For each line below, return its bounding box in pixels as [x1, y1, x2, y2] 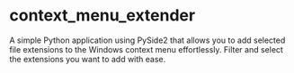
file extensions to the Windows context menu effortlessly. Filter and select [9, 44, 283, 54]
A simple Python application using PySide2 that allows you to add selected [9, 35, 286, 45]
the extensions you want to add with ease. [9, 53, 166, 64]
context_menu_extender [9, 5, 196, 26]
